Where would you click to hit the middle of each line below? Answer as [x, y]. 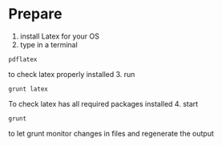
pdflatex [23, 59]
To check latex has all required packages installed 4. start [103, 103]
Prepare [35, 14]
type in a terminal [48, 44]
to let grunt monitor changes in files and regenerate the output [111, 133]
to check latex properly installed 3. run [72, 74]
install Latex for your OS [60, 36]
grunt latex [28, 89]
